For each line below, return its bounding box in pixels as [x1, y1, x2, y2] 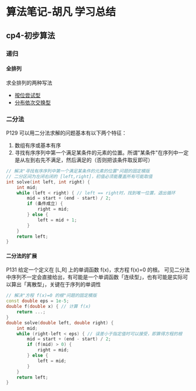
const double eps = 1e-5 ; [6, 298, 69, 304]
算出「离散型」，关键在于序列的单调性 [11, 281, 101, 288]
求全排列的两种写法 [6, 79, 53, 86]
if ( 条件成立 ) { [27, 201, 63, 207]
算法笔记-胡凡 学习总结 [6, 5, 116, 19]
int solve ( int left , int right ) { [6, 179, 91, 185]
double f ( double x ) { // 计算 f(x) [6, 304, 91, 310]
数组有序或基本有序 [14, 142, 61, 149]
